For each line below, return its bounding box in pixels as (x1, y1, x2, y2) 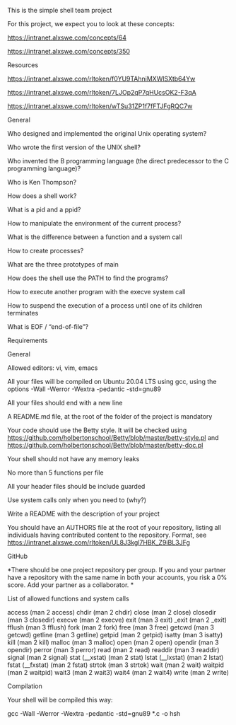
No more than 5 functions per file (7, 468, 104, 477)
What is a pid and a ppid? (7, 205, 81, 214)
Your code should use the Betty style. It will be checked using (7, 426, 187, 434)
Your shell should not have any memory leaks (7, 455, 140, 463)
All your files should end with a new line (7, 399, 123, 407)
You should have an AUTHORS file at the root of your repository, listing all (7, 523, 221, 531)
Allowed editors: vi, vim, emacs (7, 364, 98, 372)
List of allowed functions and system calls (7, 594, 129, 603)
